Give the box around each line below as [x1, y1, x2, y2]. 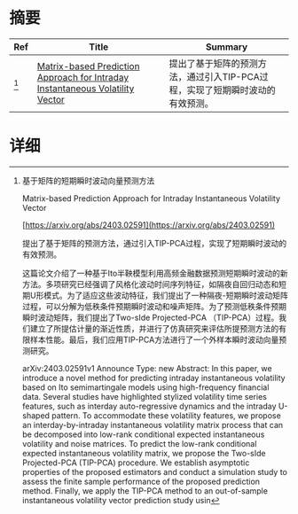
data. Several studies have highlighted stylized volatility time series [21, 391, 268, 401]
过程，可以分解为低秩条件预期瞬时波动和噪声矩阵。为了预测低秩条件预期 [21, 300, 286, 311]
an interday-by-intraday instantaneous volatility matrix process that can [21, 419, 284, 430]
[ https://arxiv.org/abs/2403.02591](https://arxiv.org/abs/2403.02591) [21, 219, 275, 230]
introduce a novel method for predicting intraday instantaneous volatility [21, 372, 286, 383]
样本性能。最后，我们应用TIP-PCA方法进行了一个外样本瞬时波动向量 [29, 334, 279, 345]
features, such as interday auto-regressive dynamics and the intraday [21, 401, 277, 411]
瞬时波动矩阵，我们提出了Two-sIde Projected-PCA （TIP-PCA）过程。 [21, 312, 279, 323]
